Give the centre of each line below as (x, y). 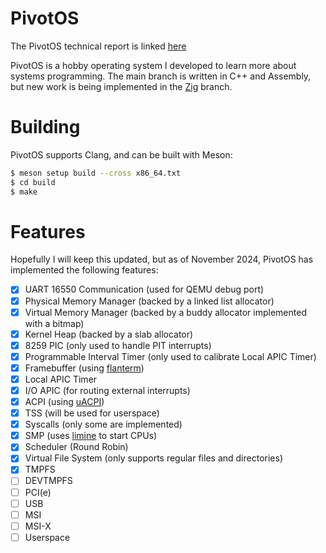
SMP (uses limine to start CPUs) (91, 436)
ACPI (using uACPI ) (64, 401)
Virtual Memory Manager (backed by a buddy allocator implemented (165, 312)
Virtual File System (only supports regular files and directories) (153, 458)
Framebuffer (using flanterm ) (84, 368)
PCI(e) (38, 492)
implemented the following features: (84, 270)
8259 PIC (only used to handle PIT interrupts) (118, 345)
